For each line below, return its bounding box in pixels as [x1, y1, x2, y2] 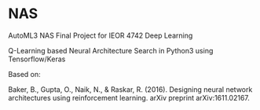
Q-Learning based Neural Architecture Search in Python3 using [8, 46, 214, 55]
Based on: [8, 69, 41, 79]
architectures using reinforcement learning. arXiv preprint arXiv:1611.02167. [8, 93, 250, 102]
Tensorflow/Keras [8, 54, 66, 64]
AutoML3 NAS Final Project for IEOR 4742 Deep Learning [8, 31, 193, 40]
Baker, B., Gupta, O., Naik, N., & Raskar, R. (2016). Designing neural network [8, 84, 253, 94]
